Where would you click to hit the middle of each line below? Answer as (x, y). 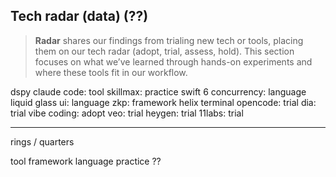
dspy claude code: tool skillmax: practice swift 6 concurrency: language (158, 91)
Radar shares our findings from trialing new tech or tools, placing (169, 40)
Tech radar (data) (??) (79, 16)
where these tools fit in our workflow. (111, 72)
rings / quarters (42, 141)
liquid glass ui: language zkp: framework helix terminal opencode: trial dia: (163, 102)
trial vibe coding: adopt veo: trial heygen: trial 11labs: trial (127, 113)
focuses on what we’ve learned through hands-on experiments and (173, 61)
